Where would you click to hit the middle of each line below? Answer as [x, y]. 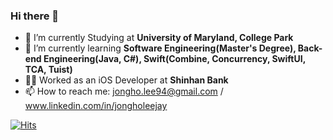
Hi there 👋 [35, 16]
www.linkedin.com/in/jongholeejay [96, 106]
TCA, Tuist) [48, 70]
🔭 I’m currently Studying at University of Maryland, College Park [159, 38]
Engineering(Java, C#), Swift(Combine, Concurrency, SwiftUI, [174, 59]
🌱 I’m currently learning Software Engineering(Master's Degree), [160, 48]
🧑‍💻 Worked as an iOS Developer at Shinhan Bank [126, 80]
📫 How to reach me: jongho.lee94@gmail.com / [124, 91]
